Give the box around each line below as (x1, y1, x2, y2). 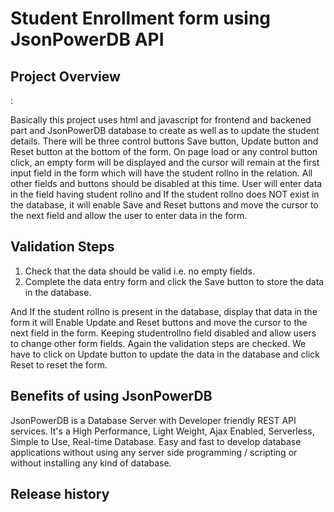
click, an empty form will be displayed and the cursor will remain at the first (10, 157, 320, 168)
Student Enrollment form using (10, 7, 272, 30)
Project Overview (10, 68, 121, 85)
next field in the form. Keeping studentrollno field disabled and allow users (10, 327, 317, 339)
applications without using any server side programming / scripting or (10, 446, 298, 458)
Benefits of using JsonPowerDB (10, 388, 213, 405)
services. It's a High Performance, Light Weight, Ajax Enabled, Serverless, (10, 425, 315, 437)
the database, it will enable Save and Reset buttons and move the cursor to (10, 199, 319, 211)
